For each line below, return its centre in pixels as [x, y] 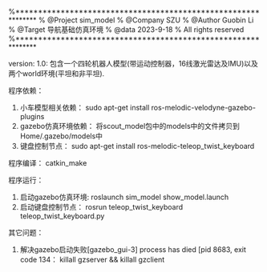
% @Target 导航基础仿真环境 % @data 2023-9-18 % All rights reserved [126, 30]
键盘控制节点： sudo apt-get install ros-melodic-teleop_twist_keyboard [137, 146]
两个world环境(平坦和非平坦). [57, 74]
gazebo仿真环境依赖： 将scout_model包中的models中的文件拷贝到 [130, 126]
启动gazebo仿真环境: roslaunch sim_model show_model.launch [124, 197]
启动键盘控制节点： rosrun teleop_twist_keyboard [101, 207]
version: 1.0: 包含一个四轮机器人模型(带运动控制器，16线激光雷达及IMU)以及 [133, 64]
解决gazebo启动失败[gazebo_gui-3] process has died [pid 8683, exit [133, 250]
